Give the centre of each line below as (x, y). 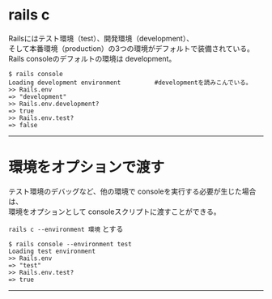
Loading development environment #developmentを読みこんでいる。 (130, 83)
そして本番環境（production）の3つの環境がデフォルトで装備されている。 (132, 48)
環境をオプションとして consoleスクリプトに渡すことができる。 (115, 211)
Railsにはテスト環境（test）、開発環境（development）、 (101, 38)
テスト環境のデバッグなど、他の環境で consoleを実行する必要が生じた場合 (132, 191)
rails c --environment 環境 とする (66, 229)
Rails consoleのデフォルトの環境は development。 (92, 58)
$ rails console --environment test (70, 244)
